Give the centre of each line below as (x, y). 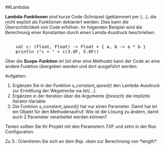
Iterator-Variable (29, 101)
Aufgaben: (16, 76)
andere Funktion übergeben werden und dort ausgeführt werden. (72, 66)
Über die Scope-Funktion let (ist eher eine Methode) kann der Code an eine (82, 61)
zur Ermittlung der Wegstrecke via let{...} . (54, 91)
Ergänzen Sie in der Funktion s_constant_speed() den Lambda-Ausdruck (86, 85)
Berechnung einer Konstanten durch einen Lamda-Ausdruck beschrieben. (80, 32)
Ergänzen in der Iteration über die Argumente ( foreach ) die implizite (81, 96)
